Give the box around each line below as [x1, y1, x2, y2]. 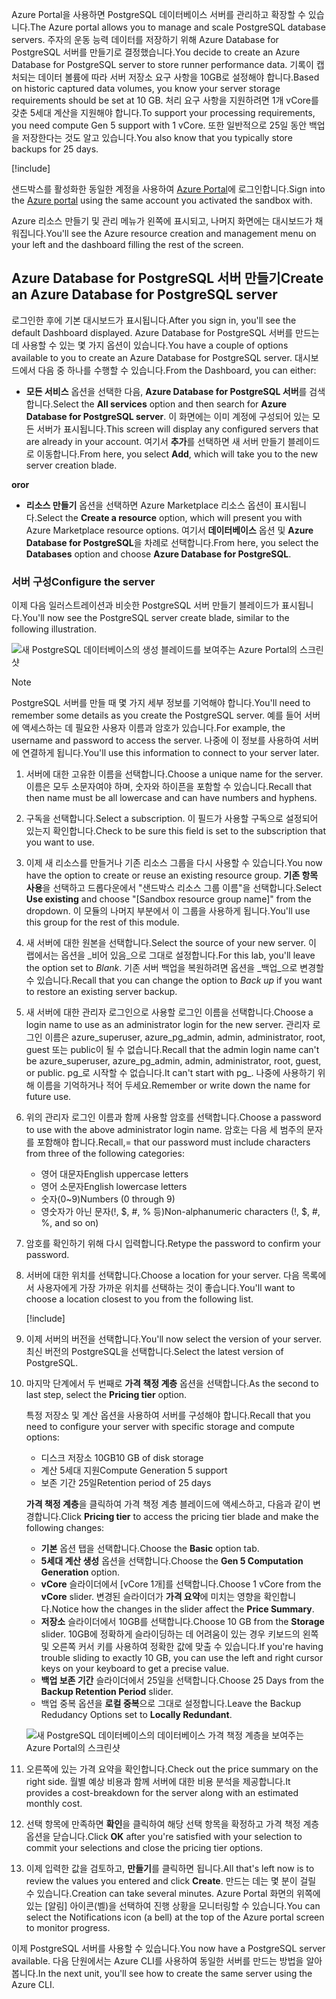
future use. [25, 1091, 72, 1103]
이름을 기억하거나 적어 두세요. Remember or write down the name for [36, 1079, 311, 1092]
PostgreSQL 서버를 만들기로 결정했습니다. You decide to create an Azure [11, 46, 301, 58]
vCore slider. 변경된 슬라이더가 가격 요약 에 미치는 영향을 [40, 1591, 262, 1603]
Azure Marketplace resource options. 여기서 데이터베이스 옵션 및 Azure [25, 524, 314, 536]
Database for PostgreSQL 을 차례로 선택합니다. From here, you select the [25, 536, 319, 548]
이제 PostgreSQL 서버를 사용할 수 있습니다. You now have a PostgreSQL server [11, 1943, 326, 1955]
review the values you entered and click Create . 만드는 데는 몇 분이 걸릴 [25, 1875, 317, 1887]
